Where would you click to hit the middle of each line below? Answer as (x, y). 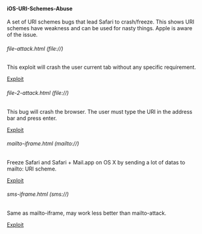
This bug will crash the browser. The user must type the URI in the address (99, 111)
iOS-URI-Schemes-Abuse (40, 8)
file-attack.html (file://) (35, 48)
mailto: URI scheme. (32, 169)
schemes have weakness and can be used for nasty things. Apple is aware (99, 28)
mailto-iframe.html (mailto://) (43, 144)
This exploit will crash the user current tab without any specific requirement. (102, 67)
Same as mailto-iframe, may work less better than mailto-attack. (87, 213)
